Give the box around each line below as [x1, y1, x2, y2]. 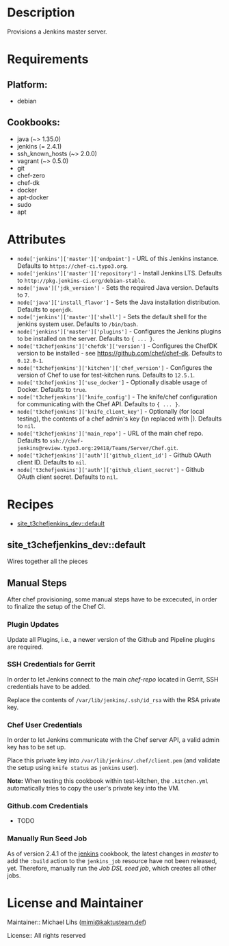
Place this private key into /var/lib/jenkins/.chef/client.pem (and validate [7, 756, 221, 764]
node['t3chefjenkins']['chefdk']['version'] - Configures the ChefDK [16, 341, 217, 350]
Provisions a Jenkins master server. [7, 27, 107, 36]
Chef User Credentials [7, 720, 83, 730]
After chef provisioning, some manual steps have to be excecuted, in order [7, 595, 217, 603]
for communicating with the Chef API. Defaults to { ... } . [16, 399, 180, 408]
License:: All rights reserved [7, 931, 86, 939]
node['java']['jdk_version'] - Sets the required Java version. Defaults [16, 283, 219, 292]
